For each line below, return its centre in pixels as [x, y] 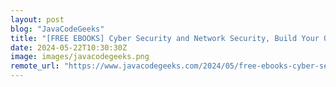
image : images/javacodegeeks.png [80, 57]
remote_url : [35, 66]
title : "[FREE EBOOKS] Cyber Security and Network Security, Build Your [165, 38]
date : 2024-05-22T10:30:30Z [69, 47]
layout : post [37, 19]
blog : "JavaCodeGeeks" [57, 29]
